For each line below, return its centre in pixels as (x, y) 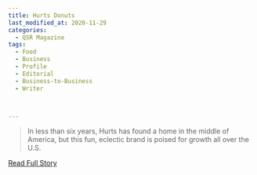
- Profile (31, 67)
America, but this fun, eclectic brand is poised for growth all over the (138, 140)
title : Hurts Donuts (42, 15)
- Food (26, 52)
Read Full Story (33, 163)
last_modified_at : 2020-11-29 (58, 23)
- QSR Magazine (40, 37)
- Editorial (35, 74)
